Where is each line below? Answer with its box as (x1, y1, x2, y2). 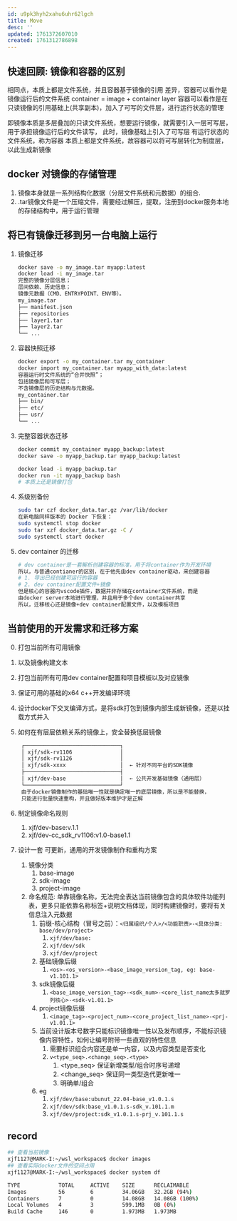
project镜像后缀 (38, 1003, 85, 1012)
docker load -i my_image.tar (17, 270, 105, 278)
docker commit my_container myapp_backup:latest (17, 445, 165, 453)
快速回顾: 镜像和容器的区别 (7, 65, 125, 77)
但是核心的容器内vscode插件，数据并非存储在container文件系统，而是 (17, 588, 199, 595)
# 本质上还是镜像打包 (17, 479, 73, 486)
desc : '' (7, 24, 33, 31)
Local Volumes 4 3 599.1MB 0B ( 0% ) (7, 1202, 177, 1209)
